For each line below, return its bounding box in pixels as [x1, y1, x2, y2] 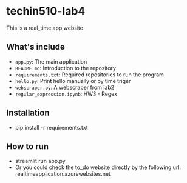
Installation [6, 108, 50, 118]
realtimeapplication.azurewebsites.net [15, 170, 111, 178]
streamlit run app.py [15, 158, 66, 165]
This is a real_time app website [6, 24, 84, 32]
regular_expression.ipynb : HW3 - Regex [15, 90, 117, 98]
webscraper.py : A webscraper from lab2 [15, 84, 115, 91]
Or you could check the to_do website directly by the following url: [15, 164, 181, 171]
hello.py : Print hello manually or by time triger [15, 77, 131, 84]
